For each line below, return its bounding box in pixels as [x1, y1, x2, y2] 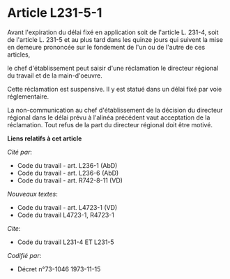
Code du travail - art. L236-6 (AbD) [17, 169, 119, 177]
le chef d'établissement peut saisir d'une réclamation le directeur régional [7, 64, 219, 72]
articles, [7, 50, 31, 59]
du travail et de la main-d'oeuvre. [7, 71, 102, 80]
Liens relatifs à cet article [7, 134, 82, 143]
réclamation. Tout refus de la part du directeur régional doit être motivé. [7, 120, 213, 129]
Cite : [7, 224, 21, 232]
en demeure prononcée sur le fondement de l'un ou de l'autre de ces [7, 43, 206, 51]
